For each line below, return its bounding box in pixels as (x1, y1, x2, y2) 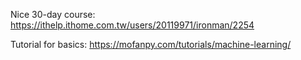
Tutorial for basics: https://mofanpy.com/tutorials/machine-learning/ (10, 39, 292, 50)
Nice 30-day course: (10, 9, 96, 20)
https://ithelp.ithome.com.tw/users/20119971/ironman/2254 (10, 19, 255, 31)
